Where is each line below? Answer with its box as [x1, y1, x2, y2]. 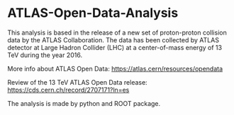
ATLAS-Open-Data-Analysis [7, 5, 179, 21]
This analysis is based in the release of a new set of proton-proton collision [7, 28, 227, 37]
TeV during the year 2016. [7, 51, 83, 59]
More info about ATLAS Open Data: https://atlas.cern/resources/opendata [7, 64, 223, 73]
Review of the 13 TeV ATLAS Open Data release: [7, 78, 147, 86]
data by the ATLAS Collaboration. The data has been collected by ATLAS [7, 35, 220, 44]
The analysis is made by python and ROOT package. [7, 99, 161, 107]
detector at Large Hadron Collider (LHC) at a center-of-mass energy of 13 [7, 43, 222, 52]
